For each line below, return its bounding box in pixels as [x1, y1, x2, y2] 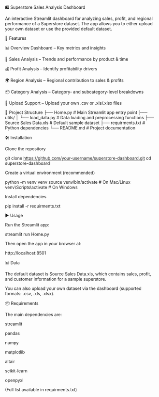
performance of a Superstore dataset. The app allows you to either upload [5, 21, 153, 26]
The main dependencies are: [5, 312, 62, 317]
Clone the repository [5, 146, 46, 152]
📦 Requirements [5, 301, 39, 306]
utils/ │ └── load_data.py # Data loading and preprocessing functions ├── [5, 115, 154, 120]
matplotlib [5, 349, 25, 355]
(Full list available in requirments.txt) [5, 387, 77, 392]
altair [5, 359, 15, 364]
